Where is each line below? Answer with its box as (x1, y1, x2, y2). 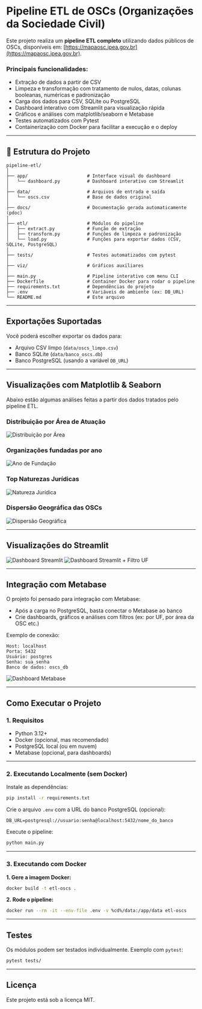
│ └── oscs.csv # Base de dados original (6, 194, 152, 200)
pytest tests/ (6, 958, 42, 964)
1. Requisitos (6, 716, 44, 725)
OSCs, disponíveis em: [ (6, 43, 66, 51)
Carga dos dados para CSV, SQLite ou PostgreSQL (14, 98, 141, 105)
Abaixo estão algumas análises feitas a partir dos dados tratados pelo (6, 396, 179, 403)
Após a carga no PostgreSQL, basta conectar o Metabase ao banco (14, 607, 183, 614)
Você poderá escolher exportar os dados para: (6, 332, 122, 339)
